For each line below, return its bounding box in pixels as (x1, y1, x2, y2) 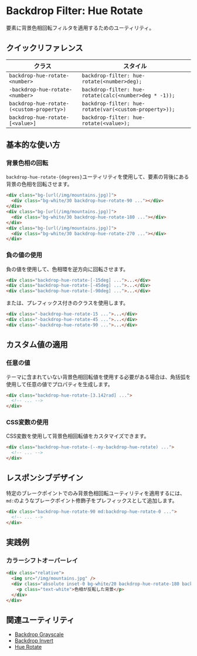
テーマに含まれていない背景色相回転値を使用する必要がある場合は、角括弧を (6, 373, 191, 380)
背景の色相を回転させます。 (6, 181, 73, 188)
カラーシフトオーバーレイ (6, 556, 78, 564)
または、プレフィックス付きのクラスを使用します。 (6, 299, 129, 306)
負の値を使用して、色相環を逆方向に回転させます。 (6, 265, 129, 272)
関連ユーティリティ (6, 615, 75, 625)
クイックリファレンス (6, 43, 83, 53)
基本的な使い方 (6, 140, 60, 150)
